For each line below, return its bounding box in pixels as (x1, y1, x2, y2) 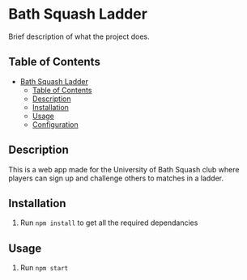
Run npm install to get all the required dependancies (19, 218, 198, 227)
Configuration (32, 119, 79, 129)
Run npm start (19, 263, 69, 273)
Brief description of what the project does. (8, 32, 150, 41)
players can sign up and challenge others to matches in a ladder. (8, 173, 224, 183)
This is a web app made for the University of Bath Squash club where (8, 164, 240, 174)
